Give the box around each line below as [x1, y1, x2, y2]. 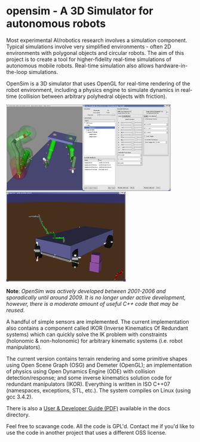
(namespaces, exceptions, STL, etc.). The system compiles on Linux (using [6, 386, 191, 394]
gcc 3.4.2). [6, 393, 33, 400]
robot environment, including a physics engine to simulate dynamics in [6, 86, 180, 93]
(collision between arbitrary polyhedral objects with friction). [18, 93, 167, 100]
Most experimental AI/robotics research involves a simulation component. [6, 36, 187, 44]
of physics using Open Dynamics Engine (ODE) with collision [6, 367, 155, 375]
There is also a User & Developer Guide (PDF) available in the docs [6, 404, 170, 412]
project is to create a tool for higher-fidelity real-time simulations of [6, 56, 172, 63]
